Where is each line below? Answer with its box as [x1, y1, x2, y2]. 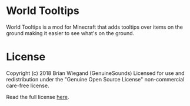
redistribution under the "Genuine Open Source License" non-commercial [6, 76, 185, 83]
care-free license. [6, 82, 49, 89]
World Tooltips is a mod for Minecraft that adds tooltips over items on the [6, 23, 184, 30]
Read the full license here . [6, 93, 69, 100]
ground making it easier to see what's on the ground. [6, 29, 135, 36]
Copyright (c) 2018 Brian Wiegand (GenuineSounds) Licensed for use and [6, 69, 185, 77]
